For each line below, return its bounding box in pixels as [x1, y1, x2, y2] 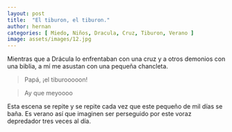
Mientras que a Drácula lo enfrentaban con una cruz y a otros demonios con [7, 55, 226, 63]
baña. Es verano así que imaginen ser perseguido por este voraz [7, 110, 192, 118]
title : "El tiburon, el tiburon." [7, 17, 110, 23]
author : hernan [7, 23, 51, 30]
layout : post [7, 10, 45, 17]
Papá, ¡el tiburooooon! [24, 75, 88, 84]
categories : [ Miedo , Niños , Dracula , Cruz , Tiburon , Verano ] [7, 29, 194, 37]
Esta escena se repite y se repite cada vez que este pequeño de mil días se [7, 102, 223, 111]
